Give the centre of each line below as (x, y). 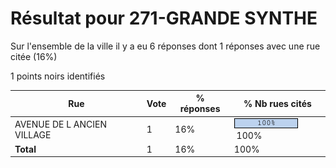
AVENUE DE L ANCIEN (61, 124)
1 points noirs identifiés (58, 76)
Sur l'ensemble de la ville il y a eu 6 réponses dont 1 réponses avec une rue (165, 46)
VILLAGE (33, 134)
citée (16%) (34, 56)
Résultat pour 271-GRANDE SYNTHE (164, 18)
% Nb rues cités (277, 103)
